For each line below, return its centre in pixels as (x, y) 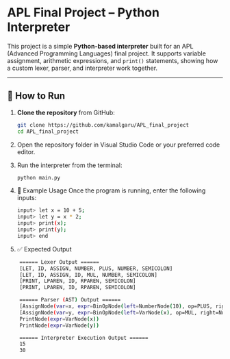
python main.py (39, 177)
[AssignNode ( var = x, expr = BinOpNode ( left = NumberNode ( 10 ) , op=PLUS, (116, 306)
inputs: (27, 198)
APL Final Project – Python (83, 13)
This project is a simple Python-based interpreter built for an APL (100, 46)
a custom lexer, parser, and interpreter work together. (82, 68)
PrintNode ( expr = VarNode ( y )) (59, 325)
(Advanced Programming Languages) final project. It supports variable (107, 53)
